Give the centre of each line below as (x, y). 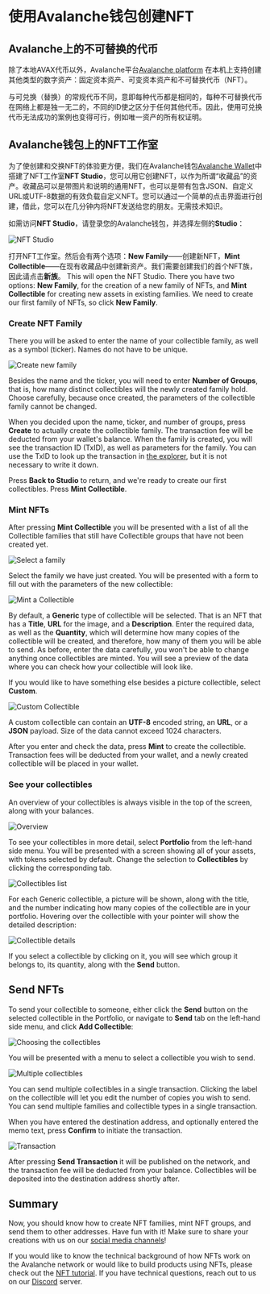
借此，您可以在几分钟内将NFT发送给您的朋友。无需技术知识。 (125, 206)
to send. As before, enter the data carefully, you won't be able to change (129, 650)
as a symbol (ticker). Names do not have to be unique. (98, 350)
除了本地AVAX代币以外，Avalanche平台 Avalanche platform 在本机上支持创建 (135, 70)
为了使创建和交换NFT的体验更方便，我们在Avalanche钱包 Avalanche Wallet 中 (135, 165)
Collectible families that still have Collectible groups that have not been (126, 536)
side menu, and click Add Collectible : (71, 1026)
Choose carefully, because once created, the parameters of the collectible (132, 398)
